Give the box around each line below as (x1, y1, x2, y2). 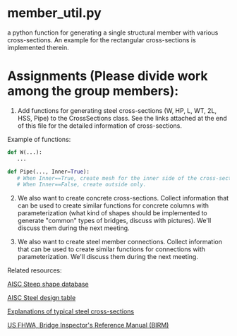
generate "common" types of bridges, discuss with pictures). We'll (17, 217, 212, 225)
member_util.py (7, 5, 102, 21)
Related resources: (7, 266, 62, 275)
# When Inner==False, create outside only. (16, 181, 147, 188)
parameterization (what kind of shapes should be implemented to (17, 209, 208, 217)
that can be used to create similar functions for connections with (17, 245, 206, 253)
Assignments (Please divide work (7, 68, 208, 84)
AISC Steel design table (7, 294, 76, 302)
